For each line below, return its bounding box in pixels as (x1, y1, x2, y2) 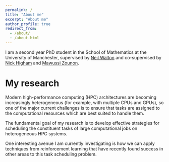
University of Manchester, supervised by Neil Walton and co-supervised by (5, 54, 161, 60)
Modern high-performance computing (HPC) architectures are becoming (5, 94, 157, 100)
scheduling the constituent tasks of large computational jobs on (5, 125, 138, 131)
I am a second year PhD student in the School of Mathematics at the (5, 49, 147, 55)
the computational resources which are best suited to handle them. (5, 110, 145, 116)
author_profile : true (5, 21, 51, 27)
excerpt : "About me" (5, 17, 49, 22)
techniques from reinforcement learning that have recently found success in (5, 145, 163, 151)
